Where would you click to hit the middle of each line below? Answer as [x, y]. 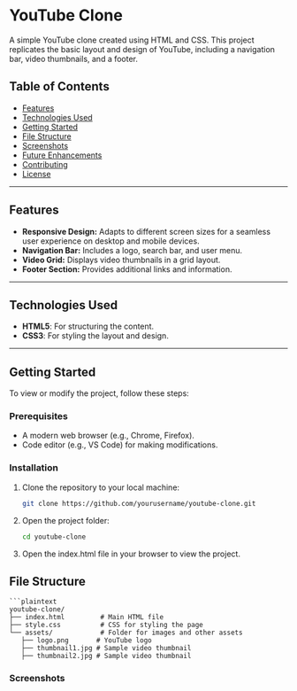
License [36, 174]
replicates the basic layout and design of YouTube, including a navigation [142, 49]
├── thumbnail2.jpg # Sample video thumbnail [106, 656]
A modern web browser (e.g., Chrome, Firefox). [108, 436]
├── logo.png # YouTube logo [86, 641]
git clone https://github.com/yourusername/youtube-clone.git [139, 503]
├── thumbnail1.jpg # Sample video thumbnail [106, 648]
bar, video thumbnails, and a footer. [74, 58]
